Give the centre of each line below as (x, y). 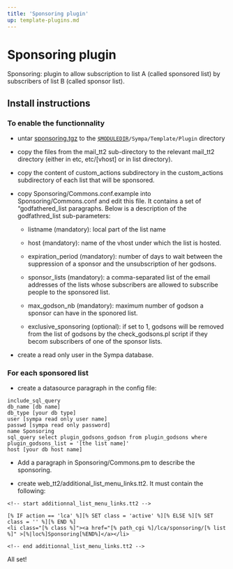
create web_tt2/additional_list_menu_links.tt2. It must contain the (110, 484)
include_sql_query (34, 401)
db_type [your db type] (42, 413)
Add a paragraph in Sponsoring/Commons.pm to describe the (106, 463)
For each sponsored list (48, 373)
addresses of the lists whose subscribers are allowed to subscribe (123, 285)
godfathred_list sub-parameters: (64, 216)
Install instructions (49, 103)
